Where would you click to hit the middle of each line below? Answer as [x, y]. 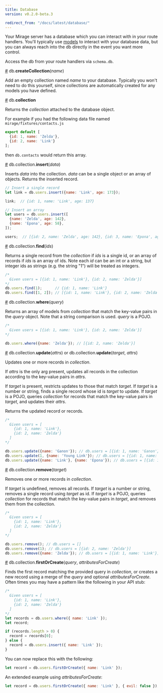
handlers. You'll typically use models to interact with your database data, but [81, 42]
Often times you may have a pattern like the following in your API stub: [75, 582]
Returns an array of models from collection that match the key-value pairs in [81, 312]
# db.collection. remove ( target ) [36, 469]
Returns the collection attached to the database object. [60, 109]
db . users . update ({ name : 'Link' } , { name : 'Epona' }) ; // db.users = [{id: [80, 460]
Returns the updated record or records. [44, 411]
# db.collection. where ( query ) [34, 302]
